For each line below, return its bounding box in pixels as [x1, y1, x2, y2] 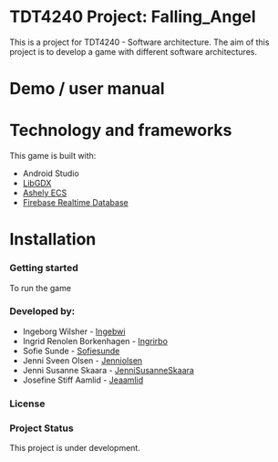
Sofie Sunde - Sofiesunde [22, 345, 120, 356]
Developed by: [9, 305, 76, 318]
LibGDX [22, 178, 52, 189]
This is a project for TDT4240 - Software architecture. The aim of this [9, 37, 270, 47]
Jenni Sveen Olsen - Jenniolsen [22, 354, 143, 366]
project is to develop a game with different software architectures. [9, 46, 258, 57]
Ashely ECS [22, 187, 67, 198]
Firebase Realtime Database [22, 197, 129, 208]
